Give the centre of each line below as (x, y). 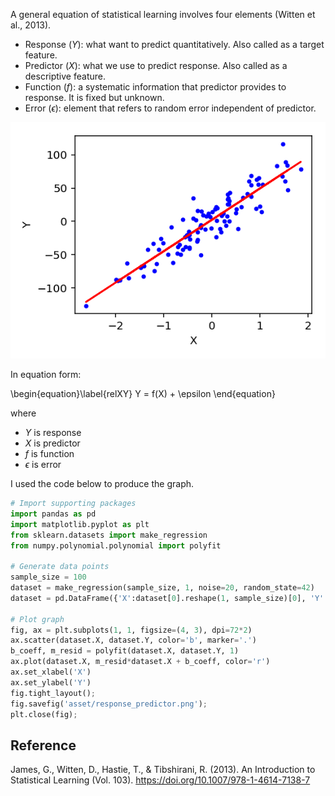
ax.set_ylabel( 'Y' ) (51, 682)
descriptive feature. (65, 76)
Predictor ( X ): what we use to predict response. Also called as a (156, 65)
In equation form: (46, 374)
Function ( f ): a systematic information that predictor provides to (155, 87)
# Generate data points (60, 567)
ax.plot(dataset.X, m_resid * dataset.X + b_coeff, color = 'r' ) (140, 662)
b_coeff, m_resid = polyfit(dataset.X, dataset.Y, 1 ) (125, 651)
